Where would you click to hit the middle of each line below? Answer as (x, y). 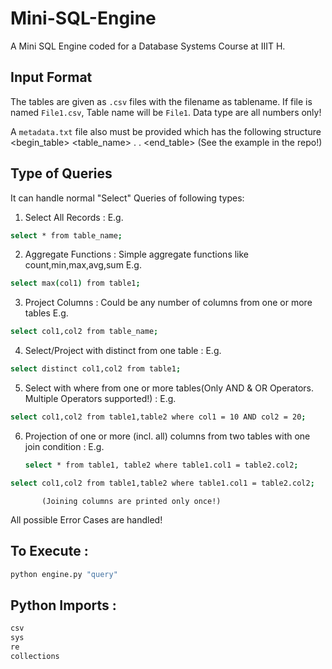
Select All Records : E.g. (74, 217)
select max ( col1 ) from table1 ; (75, 283)
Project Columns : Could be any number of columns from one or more (168, 303)
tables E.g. (46, 313)
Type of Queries (61, 173)
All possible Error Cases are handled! (86, 519)
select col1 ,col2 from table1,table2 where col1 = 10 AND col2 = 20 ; (158, 417)
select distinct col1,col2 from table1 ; (96, 369)
